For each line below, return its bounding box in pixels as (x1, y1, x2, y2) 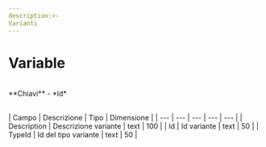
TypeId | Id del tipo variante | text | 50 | (8, 130, 138, 140)
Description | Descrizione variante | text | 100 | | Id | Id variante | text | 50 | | (8, 121, 260, 131)
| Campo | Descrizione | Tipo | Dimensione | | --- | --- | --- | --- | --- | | (8, 113, 243, 123)
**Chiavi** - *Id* (8, 89, 67, 99)
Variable (8, 54, 66, 72)
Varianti (8, 19, 38, 27)
